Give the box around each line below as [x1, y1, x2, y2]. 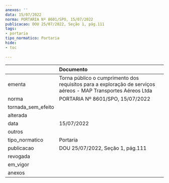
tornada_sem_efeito [8, 103, 54, 110]
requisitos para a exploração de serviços [59, 80, 155, 87]
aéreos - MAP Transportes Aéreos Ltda [59, 87, 152, 94]
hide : [5, 40, 17, 45]
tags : [5, 26, 17, 31]
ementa [8, 80, 26, 87]
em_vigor [8, 161, 29, 168]
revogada [8, 153, 30, 160]
